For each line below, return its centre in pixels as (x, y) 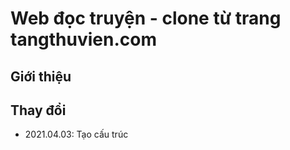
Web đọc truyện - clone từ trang (146, 18)
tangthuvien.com (83, 39)
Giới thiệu (41, 76)
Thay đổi (38, 110)
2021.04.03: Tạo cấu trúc (76, 134)
